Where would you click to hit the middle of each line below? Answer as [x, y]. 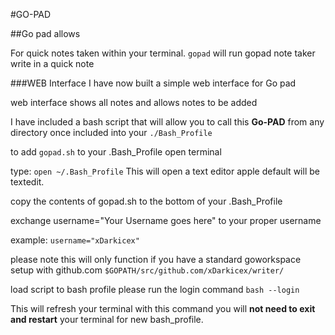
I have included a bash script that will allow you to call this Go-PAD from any [167, 122]
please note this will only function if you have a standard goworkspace [156, 259]
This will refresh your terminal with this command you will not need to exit [163, 308]
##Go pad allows [45, 33]
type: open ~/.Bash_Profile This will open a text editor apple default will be [165, 171]
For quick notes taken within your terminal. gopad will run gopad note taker [163, 53]
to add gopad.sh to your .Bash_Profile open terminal [116, 152]
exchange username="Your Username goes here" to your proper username [166, 220]
